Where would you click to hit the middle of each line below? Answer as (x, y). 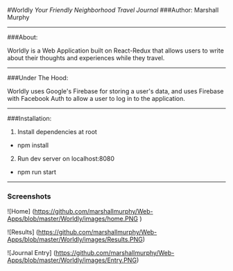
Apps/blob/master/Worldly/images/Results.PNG (75, 240)
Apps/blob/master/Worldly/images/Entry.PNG (72, 260)
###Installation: (29, 118)
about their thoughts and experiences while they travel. (86, 58)
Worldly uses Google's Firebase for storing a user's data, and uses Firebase (115, 91)
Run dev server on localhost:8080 (66, 159)
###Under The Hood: (38, 78)
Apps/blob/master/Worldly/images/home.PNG (73, 219)
